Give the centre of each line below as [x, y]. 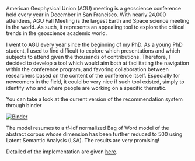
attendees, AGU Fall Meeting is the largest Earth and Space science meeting [98, 21]
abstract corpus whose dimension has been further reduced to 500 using [94, 134]
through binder [24, 105]
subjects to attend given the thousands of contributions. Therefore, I [88, 57]
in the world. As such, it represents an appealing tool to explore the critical [95, 27]
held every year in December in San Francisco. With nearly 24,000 [86, 15]
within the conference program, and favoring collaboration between [88, 69]
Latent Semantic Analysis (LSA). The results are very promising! [83, 140]
